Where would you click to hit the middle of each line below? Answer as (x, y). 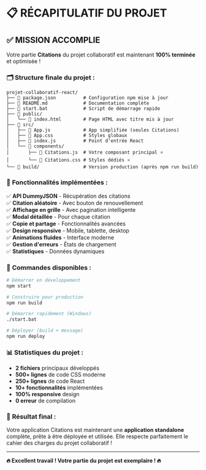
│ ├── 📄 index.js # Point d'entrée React (75, 141)
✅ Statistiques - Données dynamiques (55, 251)
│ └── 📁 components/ (35, 146)
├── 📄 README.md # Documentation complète (78, 103)
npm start (19, 286)
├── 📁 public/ (25, 114)
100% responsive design (47, 394)
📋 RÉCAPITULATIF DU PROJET (87, 13)
